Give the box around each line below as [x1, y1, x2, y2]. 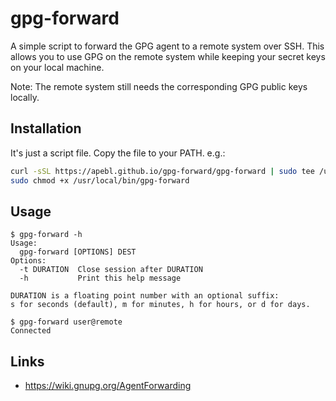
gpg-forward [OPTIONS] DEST [19, 247, 137, 257]
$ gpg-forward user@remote [10, 317, 123, 327]
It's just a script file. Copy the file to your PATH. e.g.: [10, 147, 226, 159]
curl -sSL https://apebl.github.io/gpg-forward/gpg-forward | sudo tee [10, 166, 315, 176]
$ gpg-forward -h [10, 230, 83, 240]
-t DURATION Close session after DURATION [19, 265, 203, 275]
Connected [10, 326, 52, 336]
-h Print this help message [19, 273, 182, 284]
